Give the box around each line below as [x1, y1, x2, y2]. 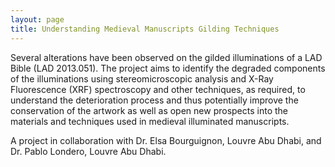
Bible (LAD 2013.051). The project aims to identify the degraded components [10, 62, 326, 74]
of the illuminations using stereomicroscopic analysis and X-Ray [10, 72, 274, 85]
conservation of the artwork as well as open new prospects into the [10, 104, 288, 116]
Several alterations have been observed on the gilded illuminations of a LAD [10, 51, 323, 63]
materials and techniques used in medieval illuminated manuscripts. [10, 115, 290, 127]
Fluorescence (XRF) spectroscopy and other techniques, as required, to [10, 83, 306, 95]
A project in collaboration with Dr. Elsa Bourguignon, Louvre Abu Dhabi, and [10, 134, 322, 146]
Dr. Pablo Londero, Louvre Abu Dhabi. [10, 145, 167, 157]
